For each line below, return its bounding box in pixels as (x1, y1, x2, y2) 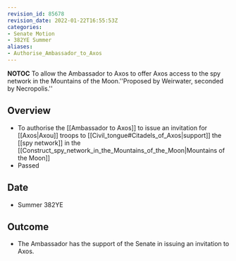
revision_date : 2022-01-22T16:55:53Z (7, 17, 118, 24)
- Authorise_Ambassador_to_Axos (7, 50, 102, 57)
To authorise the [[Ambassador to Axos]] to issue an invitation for (17, 123, 208, 132)
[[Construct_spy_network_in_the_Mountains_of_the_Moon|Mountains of (17, 146, 225, 154)
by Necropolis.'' (7, 84, 53, 93)
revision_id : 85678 (7, 10, 65, 18)
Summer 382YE (17, 200, 63, 209)
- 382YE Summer (7, 37, 52, 44)
